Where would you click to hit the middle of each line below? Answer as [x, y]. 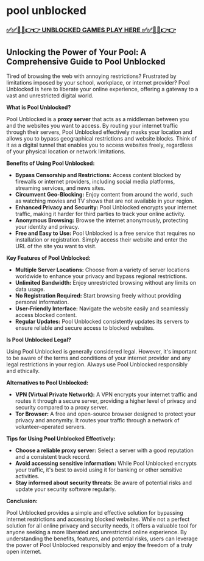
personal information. [42, 302]
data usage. [30, 289]
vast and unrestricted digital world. [50, 96]
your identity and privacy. [47, 226]
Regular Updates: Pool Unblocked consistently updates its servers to [102, 321]
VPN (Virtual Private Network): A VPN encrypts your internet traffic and [106, 394]
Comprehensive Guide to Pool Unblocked [86, 61]
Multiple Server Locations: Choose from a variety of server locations [102, 270]
